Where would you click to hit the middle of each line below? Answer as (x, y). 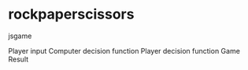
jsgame (20, 36)
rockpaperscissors (71, 14)
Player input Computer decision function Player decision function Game (124, 51)
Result (19, 59)
